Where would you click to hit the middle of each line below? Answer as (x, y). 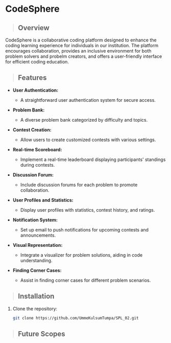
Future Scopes (41, 334)
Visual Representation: (38, 245)
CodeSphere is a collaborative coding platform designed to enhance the (81, 40)
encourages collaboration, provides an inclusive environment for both (78, 51)
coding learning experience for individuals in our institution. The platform (82, 45)
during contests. (38, 165)
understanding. (36, 260)
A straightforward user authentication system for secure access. (88, 100)
